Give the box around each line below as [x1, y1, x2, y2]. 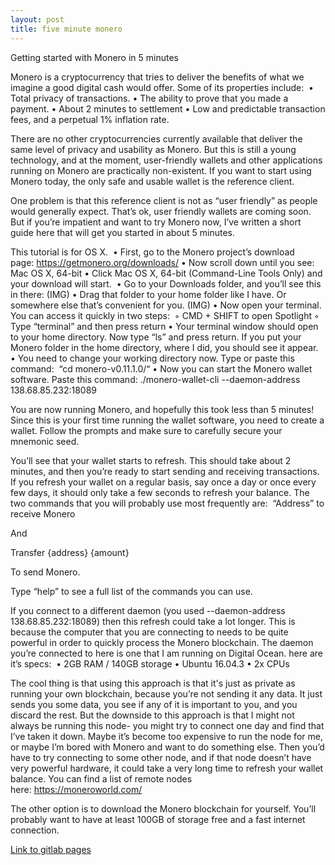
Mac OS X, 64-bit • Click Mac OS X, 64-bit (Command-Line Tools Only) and [10, 267, 323, 279]
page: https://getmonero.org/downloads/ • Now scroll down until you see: [10, 256, 315, 268]
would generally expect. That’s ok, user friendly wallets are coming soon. [10, 205, 312, 217]
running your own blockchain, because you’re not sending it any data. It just [10, 687, 323, 700]
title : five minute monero [10, 24, 123, 34]
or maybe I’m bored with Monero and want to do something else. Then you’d [10, 741, 325, 753]
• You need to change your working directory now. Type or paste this [10, 352, 295, 364]
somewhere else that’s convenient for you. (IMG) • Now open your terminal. [10, 299, 322, 311]
